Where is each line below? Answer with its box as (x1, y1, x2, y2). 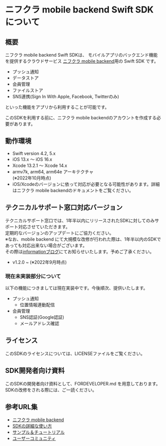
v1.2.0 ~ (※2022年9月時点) (12, 259, 67, 265)
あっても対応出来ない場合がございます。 (5, 242, 87, 248)
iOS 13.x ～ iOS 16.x (12, 156, 52, 162)
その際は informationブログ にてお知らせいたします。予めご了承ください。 (5, 249, 154, 255)
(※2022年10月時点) (12, 175, 51, 181)
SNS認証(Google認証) (19, 314, 65, 320)
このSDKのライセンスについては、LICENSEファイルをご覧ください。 (5, 351, 145, 357)
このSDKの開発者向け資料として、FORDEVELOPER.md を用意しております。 (5, 380, 161, 386)
